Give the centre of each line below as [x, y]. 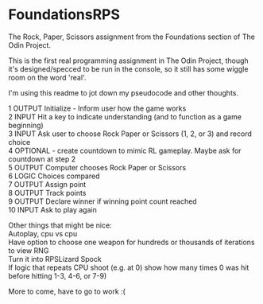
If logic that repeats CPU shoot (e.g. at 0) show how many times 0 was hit [129, 267]
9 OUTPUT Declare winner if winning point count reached [102, 201]
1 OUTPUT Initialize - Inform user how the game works [97, 108]
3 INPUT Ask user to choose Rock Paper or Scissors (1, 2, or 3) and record [130, 134]
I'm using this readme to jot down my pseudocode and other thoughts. [124, 92]
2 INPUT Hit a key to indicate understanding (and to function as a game [125, 116]
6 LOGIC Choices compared [54, 176]
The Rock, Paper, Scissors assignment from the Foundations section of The [132, 37]
